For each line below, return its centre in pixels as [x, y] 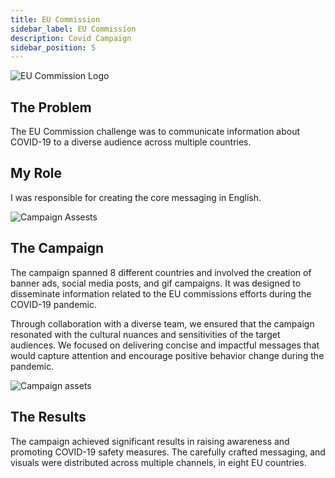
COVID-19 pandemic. [53, 304]
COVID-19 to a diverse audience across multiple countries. [131, 142]
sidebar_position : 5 [53, 47]
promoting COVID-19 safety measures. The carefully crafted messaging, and [168, 452]
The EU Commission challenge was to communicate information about [155, 132]
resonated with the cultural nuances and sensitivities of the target [145, 334]
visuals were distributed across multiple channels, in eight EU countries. [158, 462]
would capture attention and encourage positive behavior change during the [167, 355]
